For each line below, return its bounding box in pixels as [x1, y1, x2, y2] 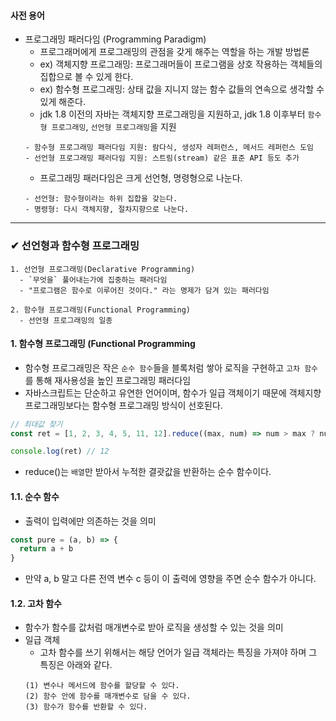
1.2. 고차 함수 [10, 597, 62, 609]
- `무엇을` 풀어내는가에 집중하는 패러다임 [19, 275, 168, 285]
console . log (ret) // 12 [10, 446, 110, 457]
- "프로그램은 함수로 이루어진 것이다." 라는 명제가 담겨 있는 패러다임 [19, 285, 270, 295]
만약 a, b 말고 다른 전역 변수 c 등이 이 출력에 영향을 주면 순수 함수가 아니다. [24, 573, 317, 585]
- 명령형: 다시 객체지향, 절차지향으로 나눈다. [24, 205, 190, 215]
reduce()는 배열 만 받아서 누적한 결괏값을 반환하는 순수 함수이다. [24, 466, 272, 478]
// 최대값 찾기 [10, 419, 63, 429]
